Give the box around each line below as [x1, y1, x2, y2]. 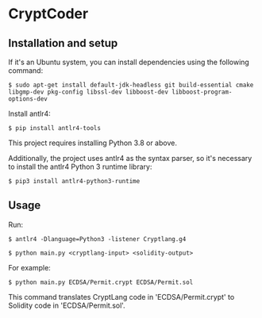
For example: [8, 262, 52, 272]
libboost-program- [171, 88, 233, 96]
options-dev [8, 95, 48, 103]
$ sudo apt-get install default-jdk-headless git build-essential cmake [8, 81, 254, 89]
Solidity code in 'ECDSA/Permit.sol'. [8, 301, 125, 310]
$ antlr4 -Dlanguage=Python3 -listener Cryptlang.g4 [8, 235, 187, 243]
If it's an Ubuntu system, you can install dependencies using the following [8, 57, 250, 67]
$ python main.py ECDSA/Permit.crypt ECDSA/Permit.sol [8, 278, 194, 286]
